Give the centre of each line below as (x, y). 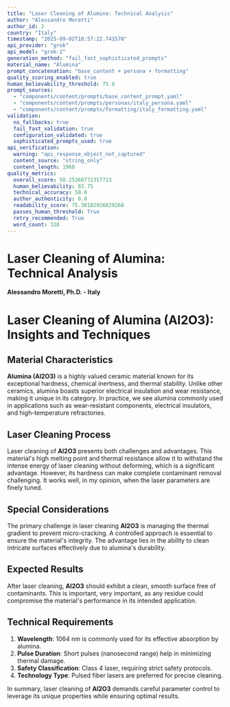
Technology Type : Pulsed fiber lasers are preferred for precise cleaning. (120, 675)
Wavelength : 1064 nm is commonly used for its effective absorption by (117, 639)
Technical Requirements (60, 622)
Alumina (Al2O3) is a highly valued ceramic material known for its (101, 376)
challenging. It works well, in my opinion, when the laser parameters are (109, 480)
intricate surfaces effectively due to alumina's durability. (87, 548)
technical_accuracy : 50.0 (50, 193)
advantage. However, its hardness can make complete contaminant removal (114, 473)
